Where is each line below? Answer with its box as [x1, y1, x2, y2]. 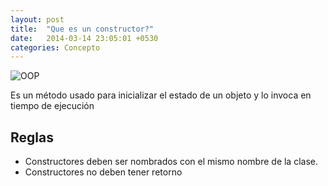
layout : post [10, 14, 65, 25]
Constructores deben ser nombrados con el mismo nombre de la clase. [24, 156, 319, 168]
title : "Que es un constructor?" [10, 24, 155, 34]
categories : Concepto [10, 42, 101, 53]
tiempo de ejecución [10, 100, 95, 112]
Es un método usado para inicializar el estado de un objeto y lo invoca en [10, 89, 312, 101]
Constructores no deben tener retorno [24, 166, 183, 178]
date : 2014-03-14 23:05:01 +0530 [10, 33, 159, 43]
